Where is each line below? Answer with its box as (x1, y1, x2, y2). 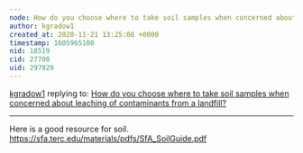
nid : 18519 (9, 47, 50, 56)
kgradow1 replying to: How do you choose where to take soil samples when (9, 87, 290, 99)
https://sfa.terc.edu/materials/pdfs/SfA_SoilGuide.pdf (9, 132, 207, 144)
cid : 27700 (9, 55, 50, 64)
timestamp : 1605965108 (9, 38, 95, 48)
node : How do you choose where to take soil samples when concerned (9, 13, 272, 22)
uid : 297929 (9, 64, 54, 73)
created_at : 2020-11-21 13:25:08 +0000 (9, 30, 160, 39)
